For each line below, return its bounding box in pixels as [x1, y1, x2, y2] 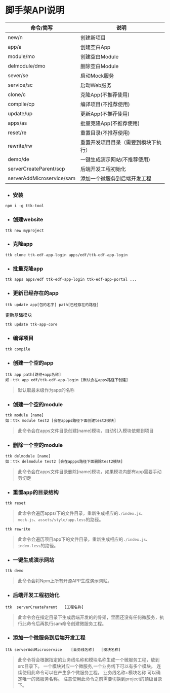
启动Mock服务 [80, 72, 114, 79]
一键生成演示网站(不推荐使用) [80, 156, 151, 163]
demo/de [8, 155, 29, 162]
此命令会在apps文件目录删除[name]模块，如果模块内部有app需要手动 [17, 468, 162, 475]
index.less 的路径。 [17, 542, 59, 548]
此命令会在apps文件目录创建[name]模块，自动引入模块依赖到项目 [17, 427, 154, 434]
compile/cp [8, 100, 35, 107]
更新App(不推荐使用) [80, 110, 130, 117]
